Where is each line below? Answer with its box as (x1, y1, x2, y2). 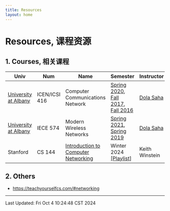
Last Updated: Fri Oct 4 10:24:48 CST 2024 (5, 200, 96, 206)
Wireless (65, 124, 86, 131)
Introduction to (65, 142, 100, 149)
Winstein (139, 152, 160, 159)
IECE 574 (37, 124, 60, 131)
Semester (110, 73, 135, 80)
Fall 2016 (110, 107, 134, 114)
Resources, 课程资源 (5, 36, 92, 47)
